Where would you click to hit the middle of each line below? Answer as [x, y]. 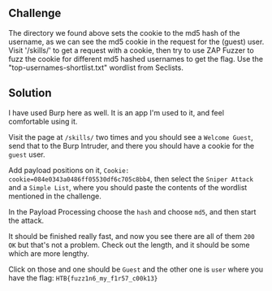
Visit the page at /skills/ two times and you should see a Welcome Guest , [131, 137]
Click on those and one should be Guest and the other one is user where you [136, 269]
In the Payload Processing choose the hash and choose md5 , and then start [132, 211]
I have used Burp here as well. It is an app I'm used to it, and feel [117, 112]
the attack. [26, 220]
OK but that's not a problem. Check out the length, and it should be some [129, 245]
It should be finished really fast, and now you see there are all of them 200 [132, 236]
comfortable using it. [43, 121]
